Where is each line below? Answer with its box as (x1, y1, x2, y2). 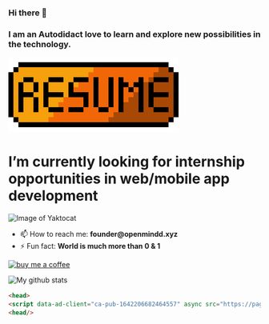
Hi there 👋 (8, 7, 48, 18)
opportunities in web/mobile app (8, 170, 230, 188)
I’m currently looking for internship (8, 153, 246, 171)
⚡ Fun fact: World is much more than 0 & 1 (19, 242, 161, 251)
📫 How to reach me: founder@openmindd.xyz (19, 230, 179, 239)
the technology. (8, 38, 71, 50)
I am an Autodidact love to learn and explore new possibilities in (8, 28, 261, 39)
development (8, 187, 98, 205)
